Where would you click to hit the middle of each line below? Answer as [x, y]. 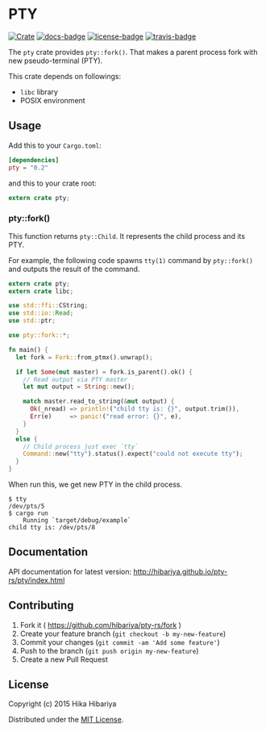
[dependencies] [34, 160]
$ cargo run [28, 513]
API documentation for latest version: [70, 571]
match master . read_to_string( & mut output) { [99, 402]
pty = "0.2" [28, 167]
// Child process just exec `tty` [81, 446]
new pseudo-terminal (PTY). [56, 61]
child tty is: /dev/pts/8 [52, 528]
